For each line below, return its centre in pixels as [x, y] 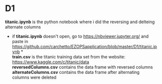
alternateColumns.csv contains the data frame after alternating [76, 72]
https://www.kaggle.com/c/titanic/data [51, 62]
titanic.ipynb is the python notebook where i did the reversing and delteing [80, 22]
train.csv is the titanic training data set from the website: [69, 56]
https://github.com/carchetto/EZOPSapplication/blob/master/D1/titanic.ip [84, 46]
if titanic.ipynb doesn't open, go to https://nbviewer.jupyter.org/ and [80, 36]
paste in [20, 41]
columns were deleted [34, 77]
